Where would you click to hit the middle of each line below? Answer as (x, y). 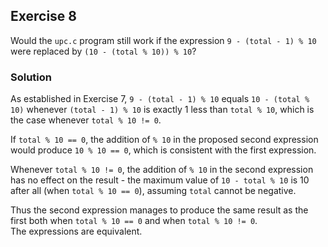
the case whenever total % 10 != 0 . (86, 120)
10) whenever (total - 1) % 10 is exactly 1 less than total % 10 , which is (162, 110)
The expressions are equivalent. (76, 231)
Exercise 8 (44, 16)
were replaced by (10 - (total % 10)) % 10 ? (103, 51)
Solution (31, 77)
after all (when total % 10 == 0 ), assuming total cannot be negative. (153, 191)
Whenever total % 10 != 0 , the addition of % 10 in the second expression (162, 170)
